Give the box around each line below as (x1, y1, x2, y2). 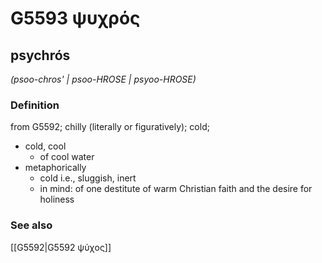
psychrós (10, 47, 71, 64)
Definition (10, 98, 60, 112)
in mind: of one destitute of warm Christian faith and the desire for (39, 183, 313, 195)
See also (10, 218, 53, 232)
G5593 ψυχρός (10, 7, 141, 30)
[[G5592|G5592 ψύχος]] (10, 241, 112, 253)
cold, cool (24, 140, 67, 152)
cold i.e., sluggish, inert (39, 172, 137, 184)
